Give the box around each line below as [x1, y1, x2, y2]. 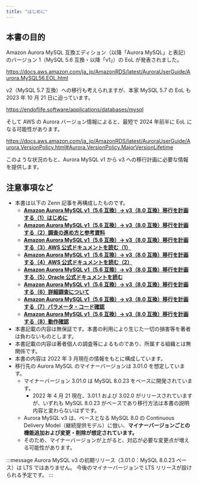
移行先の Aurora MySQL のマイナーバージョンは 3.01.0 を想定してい [14, 362, 180, 370]
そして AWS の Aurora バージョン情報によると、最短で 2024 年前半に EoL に [6, 118, 193, 125]
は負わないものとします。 [14, 333, 77, 340]
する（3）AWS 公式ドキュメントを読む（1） [23, 244, 132, 251]
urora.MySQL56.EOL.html [6, 75, 69, 82]
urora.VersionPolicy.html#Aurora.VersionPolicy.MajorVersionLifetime [6, 144, 174, 151]
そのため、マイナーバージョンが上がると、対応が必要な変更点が [23, 437, 180, 444]
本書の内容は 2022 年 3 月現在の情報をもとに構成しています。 [14, 355, 166, 362]
